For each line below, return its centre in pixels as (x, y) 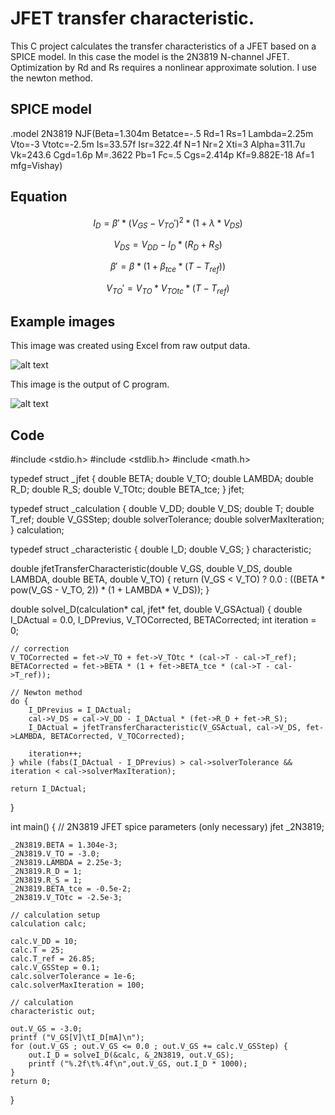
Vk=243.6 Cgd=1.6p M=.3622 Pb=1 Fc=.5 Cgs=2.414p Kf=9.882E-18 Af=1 (162, 154)
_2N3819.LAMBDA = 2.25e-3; (66, 863)
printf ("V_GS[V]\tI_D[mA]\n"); (77, 1038)
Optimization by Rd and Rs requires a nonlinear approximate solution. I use (164, 67)
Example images (63, 321)
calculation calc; (48, 924)
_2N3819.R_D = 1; (46, 872)
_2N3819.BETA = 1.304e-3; (64, 845)
